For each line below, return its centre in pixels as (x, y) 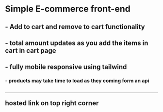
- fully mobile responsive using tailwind (66, 67)
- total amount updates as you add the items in (77, 43)
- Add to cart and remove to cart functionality (75, 27)
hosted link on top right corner (52, 103)
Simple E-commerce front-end (68, 9)
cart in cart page (31, 50)
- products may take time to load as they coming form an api (77, 81)
